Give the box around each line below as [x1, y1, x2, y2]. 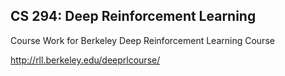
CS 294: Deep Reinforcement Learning [10, 8, 257, 25]
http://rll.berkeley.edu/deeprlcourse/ [10, 54, 161, 66]
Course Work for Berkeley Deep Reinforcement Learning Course [10, 34, 275, 46]
